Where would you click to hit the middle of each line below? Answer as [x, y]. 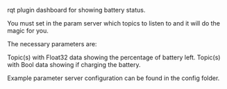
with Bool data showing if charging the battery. [74, 65]
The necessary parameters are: [52, 44]
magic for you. [28, 31]
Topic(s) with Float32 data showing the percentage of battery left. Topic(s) [114, 57]
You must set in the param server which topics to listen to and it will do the [114, 23]
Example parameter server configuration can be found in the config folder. [113, 78]
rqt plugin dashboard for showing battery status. [76, 10]
